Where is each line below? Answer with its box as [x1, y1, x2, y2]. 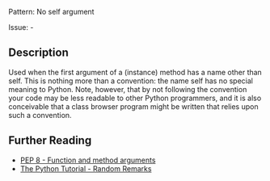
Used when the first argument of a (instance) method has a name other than [8, 67, 263, 77]
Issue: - [8, 23, 34, 32]
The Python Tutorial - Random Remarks [19, 163, 152, 173]
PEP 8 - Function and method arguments [19, 155, 156, 165]
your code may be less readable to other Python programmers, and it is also [8, 93, 262, 103]
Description [8, 46, 69, 60]
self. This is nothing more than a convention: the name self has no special [8, 76, 253, 86]
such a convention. [8, 110, 72, 120]
